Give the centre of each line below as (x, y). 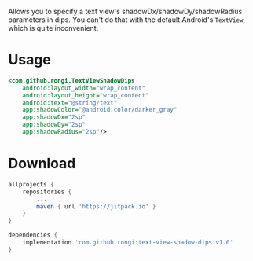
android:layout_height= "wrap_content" (86, 95)
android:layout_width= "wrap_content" (84, 88)
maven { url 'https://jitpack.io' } (96, 206)
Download (42, 164)
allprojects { (31, 184)
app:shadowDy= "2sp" (54, 125)
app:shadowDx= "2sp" (54, 117)
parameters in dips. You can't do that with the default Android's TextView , (127, 20)
